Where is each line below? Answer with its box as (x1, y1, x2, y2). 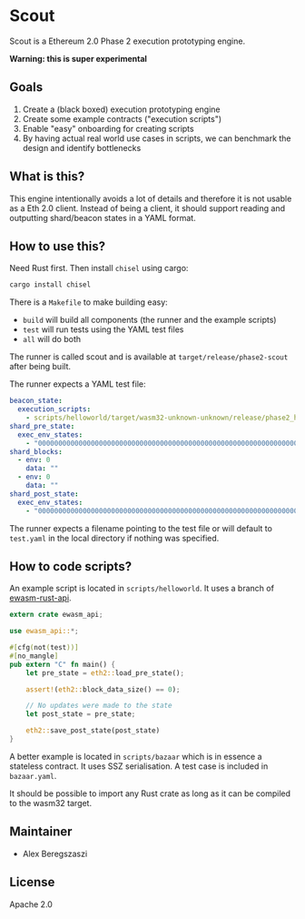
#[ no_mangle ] (9, 651, 59, 661)
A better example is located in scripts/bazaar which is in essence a (9, 751, 262, 762)
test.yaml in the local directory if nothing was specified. (9, 532, 220, 543)
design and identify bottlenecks (22, 142, 142, 153)
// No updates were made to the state (25, 702, 172, 711)
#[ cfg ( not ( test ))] (9, 643, 79, 652)
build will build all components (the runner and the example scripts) (22, 315, 277, 326)
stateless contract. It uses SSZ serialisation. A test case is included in (9, 761, 269, 772)
